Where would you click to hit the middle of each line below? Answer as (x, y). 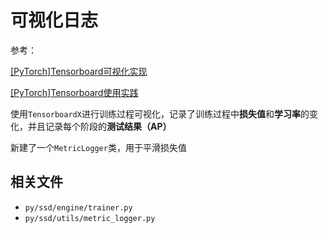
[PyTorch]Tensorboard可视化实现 (79, 71)
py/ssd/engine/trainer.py (78, 207)
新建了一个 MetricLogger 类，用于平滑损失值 (98, 147)
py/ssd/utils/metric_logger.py (90, 218)
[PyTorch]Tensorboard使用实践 (74, 92)
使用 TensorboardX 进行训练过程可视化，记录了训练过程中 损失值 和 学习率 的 (160, 113)
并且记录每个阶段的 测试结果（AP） (99, 126)
